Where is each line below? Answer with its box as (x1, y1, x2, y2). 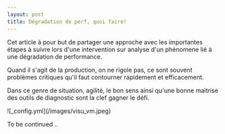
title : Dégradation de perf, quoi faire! (7, 18, 127, 25)
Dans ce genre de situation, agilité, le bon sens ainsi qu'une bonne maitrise (7, 86, 219, 94)
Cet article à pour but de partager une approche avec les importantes (7, 38, 203, 46)
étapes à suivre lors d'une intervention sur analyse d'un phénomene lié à (7, 45, 212, 53)
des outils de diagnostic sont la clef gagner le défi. (7, 93, 150, 102)
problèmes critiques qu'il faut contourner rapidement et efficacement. (7, 72, 204, 81)
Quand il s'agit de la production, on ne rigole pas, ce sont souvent (7, 66, 193, 74)
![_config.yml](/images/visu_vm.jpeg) (7, 107, 111, 115)
